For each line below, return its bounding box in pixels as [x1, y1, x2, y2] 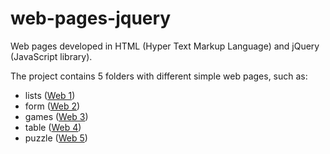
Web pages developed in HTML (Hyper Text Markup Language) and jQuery [10, 40, 320, 52]
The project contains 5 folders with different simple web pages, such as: [10, 70, 308, 82]
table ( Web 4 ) [24, 121, 82, 133]
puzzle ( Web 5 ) [24, 132, 88, 144]
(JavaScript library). [10, 50, 93, 62]
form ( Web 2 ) [24, 100, 81, 112]
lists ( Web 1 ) [24, 89, 76, 101]
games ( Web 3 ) [24, 110, 89, 122]
